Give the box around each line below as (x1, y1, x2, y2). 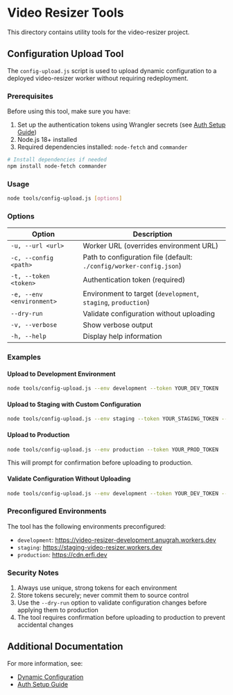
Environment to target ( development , (83, 289, 199, 298)
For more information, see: (7, 659, 83, 667)
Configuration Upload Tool (7, 48, 124, 60)
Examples (7, 353, 42, 362)
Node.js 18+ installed (17, 136, 78, 144)
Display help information (83, 332, 162, 342)
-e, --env (10, 291, 43, 298)
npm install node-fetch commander (7, 162, 107, 170)
